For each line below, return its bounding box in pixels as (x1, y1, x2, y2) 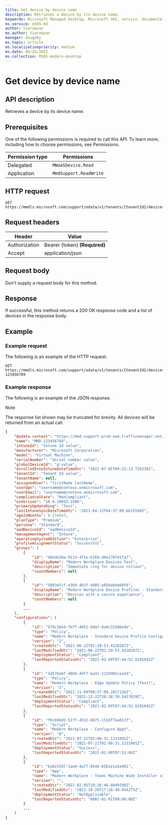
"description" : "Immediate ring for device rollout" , (32, 564, 146, 569)
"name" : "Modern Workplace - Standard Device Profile (32, 633, 146, 639)
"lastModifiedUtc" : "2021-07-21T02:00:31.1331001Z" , (32, 741, 144, 746)
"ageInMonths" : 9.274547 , (14, 513, 68, 518)
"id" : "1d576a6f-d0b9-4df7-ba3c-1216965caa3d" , (32, 671, 133, 676)
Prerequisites (5, 123, 48, 131)
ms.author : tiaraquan (5, 30, 50, 35)
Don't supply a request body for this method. (5, 279, 98, 285)
